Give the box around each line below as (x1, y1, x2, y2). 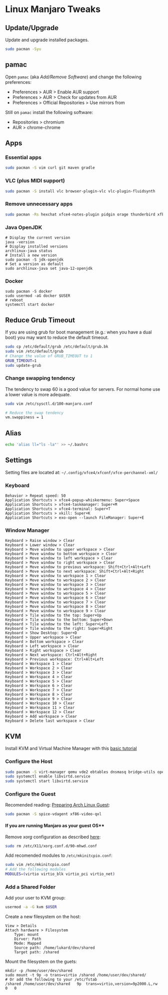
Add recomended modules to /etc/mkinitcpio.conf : (5, 852, 112, 858)
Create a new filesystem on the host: (5, 914, 81, 920)
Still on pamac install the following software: (5, 109, 93, 115)
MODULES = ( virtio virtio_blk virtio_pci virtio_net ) (5, 871, 115, 877)
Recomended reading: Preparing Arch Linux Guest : (5, 802, 110, 808)
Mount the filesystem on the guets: (5, 958, 77, 965)
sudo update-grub (5, 363, 41, 368)
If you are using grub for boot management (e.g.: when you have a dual (5, 329, 152, 335)
